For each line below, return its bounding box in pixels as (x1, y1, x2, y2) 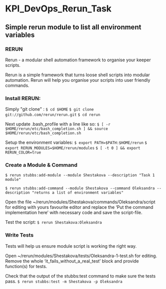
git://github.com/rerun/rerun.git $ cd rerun (5, 113, 101, 118)
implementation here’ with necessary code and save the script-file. (5, 210, 143, 216)
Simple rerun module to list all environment (5, 23, 142, 31)
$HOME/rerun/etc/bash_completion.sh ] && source (5, 127, 108, 132)
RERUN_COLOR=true (5, 150, 41, 155)
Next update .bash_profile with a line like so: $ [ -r (5, 121, 111, 127)
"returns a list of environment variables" (31, 190, 124, 195)
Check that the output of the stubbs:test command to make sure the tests (5, 273, 156, 279)
